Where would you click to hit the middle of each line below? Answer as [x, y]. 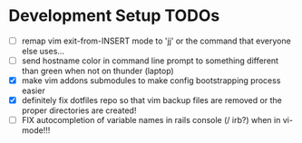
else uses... [43, 51]
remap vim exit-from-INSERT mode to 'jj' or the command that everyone [156, 41]
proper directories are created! [79, 110]
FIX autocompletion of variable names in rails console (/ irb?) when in [151, 120]
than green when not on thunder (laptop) [97, 71]
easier [34, 91]
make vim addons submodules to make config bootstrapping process [151, 81]
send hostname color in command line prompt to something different [150, 61]
